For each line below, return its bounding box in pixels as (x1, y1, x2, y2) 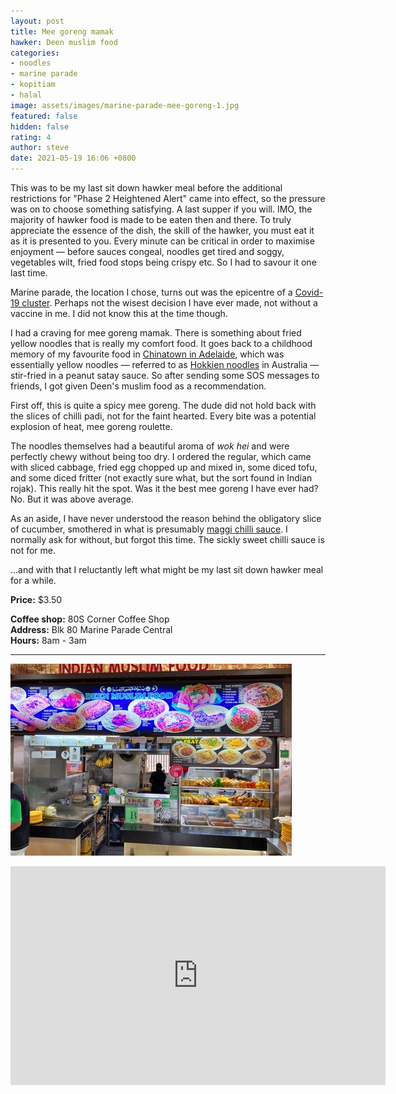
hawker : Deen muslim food (10, 37, 118, 47)
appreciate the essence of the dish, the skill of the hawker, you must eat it (10, 225, 315, 236)
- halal (10, 90, 43, 100)
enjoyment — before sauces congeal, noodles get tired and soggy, (10, 246, 285, 257)
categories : (10, 48, 60, 58)
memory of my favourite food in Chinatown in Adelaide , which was (10, 348, 285, 360)
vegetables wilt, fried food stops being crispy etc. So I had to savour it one (10, 256, 317, 268)
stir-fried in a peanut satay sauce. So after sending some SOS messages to (10, 370, 320, 381)
